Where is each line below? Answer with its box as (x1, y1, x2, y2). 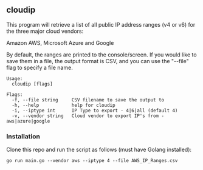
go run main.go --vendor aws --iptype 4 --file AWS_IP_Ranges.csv (6, 158, 178, 164)
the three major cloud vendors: (6, 27, 84, 35)
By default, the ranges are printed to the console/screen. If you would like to (6, 51, 197, 58)
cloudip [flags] (12, 81, 53, 87)
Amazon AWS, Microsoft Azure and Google (6, 39, 114, 46)
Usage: (6, 75, 23, 81)
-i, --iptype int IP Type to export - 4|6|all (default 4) (12, 107, 178, 114)
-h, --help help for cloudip (12, 102, 115, 108)
